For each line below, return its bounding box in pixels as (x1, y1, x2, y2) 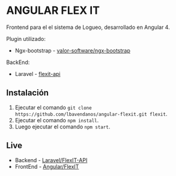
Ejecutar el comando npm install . (14, 116, 99, 124)
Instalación (6, 88, 49, 98)
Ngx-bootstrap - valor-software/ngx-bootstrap (14, 46, 131, 54)
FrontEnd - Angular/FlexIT (14, 163, 79, 170)
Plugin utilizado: (6, 35, 46, 42)
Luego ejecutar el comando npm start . (14, 123, 111, 130)
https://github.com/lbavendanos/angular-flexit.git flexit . (14, 110, 168, 118)
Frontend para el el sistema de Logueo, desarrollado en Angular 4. (6, 24, 170, 31)
